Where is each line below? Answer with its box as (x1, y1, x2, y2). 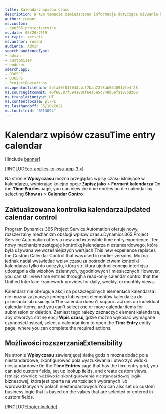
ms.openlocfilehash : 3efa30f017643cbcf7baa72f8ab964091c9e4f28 (5, 85, 138, 90)
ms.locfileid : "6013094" (5, 108, 56, 113)
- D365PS (5, 76, 23, 81)
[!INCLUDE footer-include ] (5, 404, 58, 410)
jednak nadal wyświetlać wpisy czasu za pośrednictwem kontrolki (5, 258, 139, 263)
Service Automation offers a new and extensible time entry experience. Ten (5, 236, 159, 242)
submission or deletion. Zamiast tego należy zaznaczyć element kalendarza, (5, 309, 161, 315)
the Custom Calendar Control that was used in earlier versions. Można (5, 252, 148, 258)
